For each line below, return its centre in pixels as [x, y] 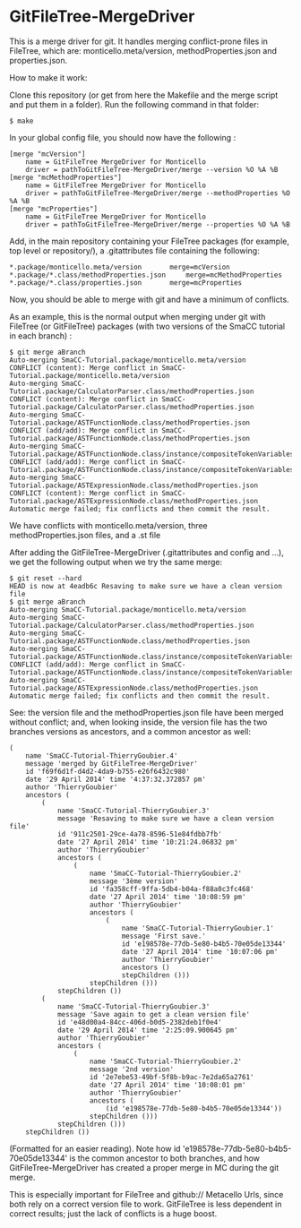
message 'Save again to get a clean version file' [154, 1014]
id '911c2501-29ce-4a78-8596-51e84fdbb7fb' [139, 834]
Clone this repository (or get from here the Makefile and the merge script [144, 95]
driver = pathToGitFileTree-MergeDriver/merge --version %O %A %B [152, 169]
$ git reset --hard [46, 578]
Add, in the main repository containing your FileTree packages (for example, [149, 241]
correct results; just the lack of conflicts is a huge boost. [113, 1213]
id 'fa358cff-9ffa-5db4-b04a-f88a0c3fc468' [172, 889]
